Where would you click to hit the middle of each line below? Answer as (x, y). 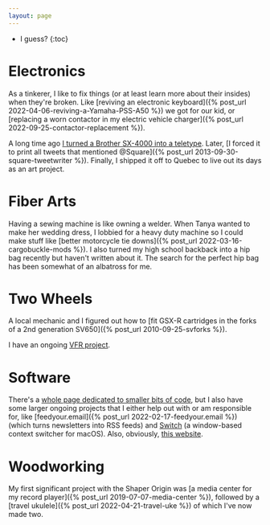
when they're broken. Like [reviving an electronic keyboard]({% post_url (127, 102)
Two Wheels (51, 299)
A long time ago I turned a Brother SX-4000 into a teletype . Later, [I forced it (134, 143)
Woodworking (57, 466)
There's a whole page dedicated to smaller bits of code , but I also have (126, 400)
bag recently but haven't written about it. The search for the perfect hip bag (134, 257)
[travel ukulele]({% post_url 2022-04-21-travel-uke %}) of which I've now (130, 506)
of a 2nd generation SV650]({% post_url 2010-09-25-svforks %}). (118, 330)
